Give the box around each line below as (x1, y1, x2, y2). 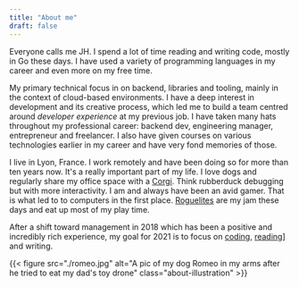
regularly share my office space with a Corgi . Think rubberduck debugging (9, 175, 284, 186)
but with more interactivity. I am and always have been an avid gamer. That (9, 185, 285, 196)
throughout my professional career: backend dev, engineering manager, (9, 120, 274, 131)
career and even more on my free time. (9, 64, 154, 76)
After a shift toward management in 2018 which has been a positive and (9, 221, 273, 232)
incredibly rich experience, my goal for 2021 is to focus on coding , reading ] (9, 231, 286, 241)
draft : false (9, 21, 58, 30)
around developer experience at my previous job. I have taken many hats (9, 111, 277, 122)
